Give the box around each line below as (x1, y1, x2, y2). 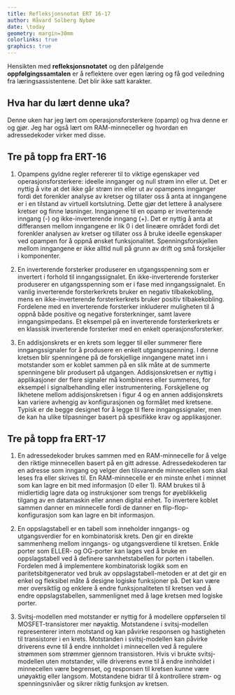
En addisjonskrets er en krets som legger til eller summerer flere (17, 338, 203, 347)
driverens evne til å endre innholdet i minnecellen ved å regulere (17, 642, 203, 651)
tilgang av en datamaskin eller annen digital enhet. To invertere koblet (17, 496, 218, 504)
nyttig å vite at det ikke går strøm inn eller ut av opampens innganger (17, 184, 216, 193)
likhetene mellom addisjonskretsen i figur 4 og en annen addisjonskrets (17, 390, 223, 399)
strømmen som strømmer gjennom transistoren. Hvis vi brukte (17, 649, 197, 659)
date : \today (7, 23, 45, 30)
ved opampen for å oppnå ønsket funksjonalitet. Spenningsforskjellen (17, 236, 218, 245)
